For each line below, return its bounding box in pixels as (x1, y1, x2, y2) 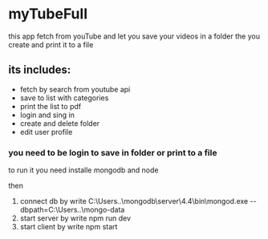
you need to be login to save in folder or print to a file (8, 147, 217, 158)
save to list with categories (19, 93, 109, 103)
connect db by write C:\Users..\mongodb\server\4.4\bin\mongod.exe (19, 196, 249, 206)
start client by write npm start (19, 222, 118, 232)
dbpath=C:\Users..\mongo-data (19, 205, 125, 215)
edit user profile (19, 127, 73, 136)
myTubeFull (8, 5, 88, 23)
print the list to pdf (19, 101, 82, 111)
